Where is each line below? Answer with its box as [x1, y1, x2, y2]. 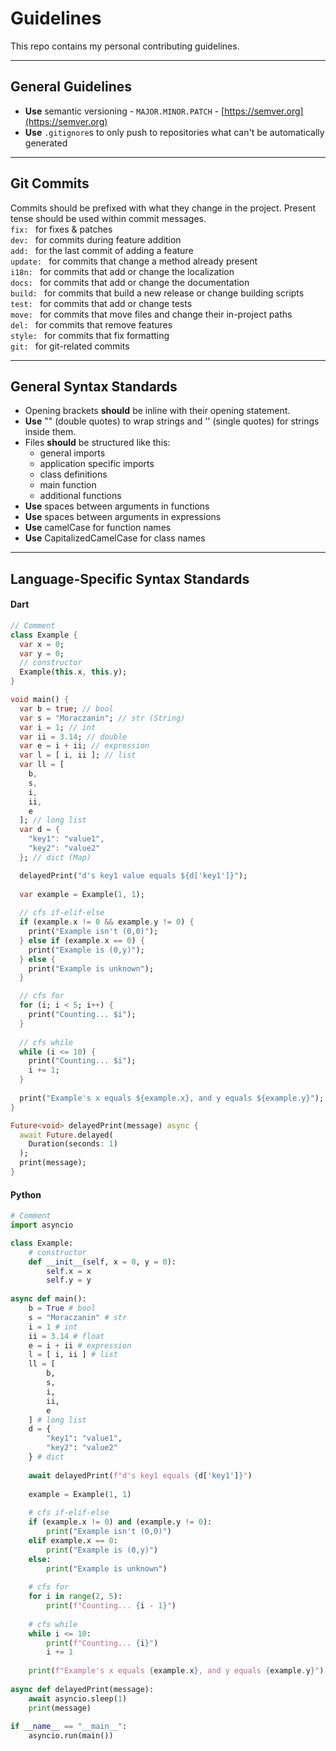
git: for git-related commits [10, 340, 130, 352]
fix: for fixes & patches [10, 223, 113, 235]
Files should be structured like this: [24, 437, 171, 449]
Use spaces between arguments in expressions [24, 511, 222, 523]
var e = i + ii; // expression [19, 741, 150, 751]
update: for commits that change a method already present [10, 255, 258, 267]
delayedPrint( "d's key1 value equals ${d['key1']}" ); [19, 870, 248, 881]
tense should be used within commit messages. [10, 212, 207, 224]
